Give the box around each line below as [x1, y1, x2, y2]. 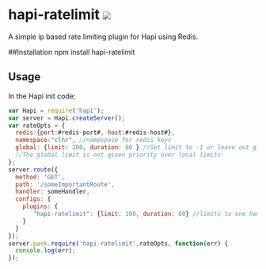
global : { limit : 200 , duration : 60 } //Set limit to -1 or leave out [15, 144, 249, 152]
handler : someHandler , [15, 188, 90, 196]
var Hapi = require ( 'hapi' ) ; [8, 106, 104, 114]
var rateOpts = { [8, 121, 66, 129]
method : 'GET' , [15, 173, 66, 181]
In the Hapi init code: [8, 91, 76, 101]
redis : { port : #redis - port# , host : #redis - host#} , [15, 129, 176, 136]
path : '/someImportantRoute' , [15, 180, 115, 188]
